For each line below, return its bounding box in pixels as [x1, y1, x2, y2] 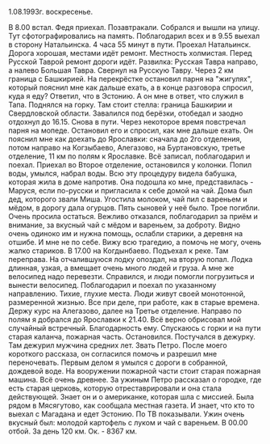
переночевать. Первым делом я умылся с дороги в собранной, [8, 357, 228, 367]
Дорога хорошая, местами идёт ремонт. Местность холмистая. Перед [8, 49, 252, 57]
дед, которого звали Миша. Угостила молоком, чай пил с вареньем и [8, 194, 247, 204]
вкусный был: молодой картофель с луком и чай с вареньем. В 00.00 [8, 418, 248, 427]
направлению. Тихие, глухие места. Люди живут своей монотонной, [8, 289, 246, 298]
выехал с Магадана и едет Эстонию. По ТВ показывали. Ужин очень [8, 409, 245, 419]
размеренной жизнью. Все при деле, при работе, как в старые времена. [8, 298, 260, 307]
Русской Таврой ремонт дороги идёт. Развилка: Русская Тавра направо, [8, 57, 259, 66]
